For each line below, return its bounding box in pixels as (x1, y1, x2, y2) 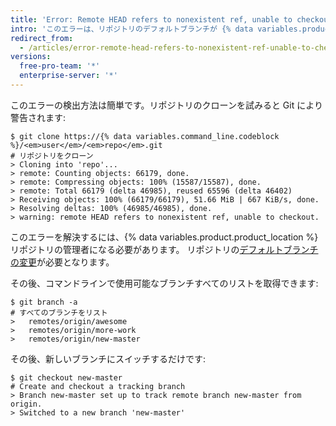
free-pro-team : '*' (19, 61, 101, 71)
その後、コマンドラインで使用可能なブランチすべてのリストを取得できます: (10, 277, 319, 289)
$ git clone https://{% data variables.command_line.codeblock (10, 131, 280, 141)
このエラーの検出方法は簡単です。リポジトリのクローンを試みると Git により (10, 99, 323, 111)
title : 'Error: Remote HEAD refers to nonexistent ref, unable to (10, 14, 293, 25)
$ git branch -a (10, 297, 78, 307)
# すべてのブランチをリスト (10, 307, 108, 318)
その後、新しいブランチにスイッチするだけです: (10, 352, 207, 365)
